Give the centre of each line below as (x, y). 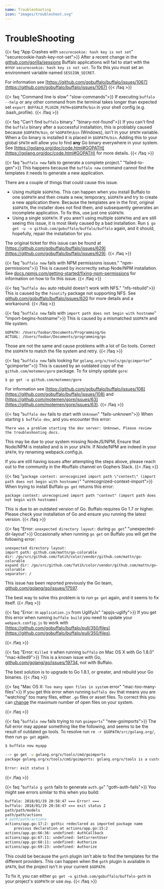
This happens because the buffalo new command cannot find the (88, 168)
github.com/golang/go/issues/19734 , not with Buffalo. (59, 663)
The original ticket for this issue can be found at (53, 243)
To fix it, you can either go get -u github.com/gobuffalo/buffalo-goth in (78, 876)
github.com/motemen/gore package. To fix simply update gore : (67, 371)
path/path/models (23, 810)
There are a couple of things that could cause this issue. (61, 183)
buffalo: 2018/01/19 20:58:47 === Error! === (52, 801)
